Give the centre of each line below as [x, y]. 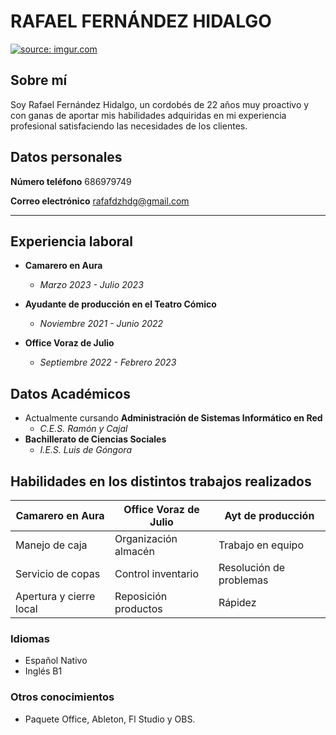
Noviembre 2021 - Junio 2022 [101, 324]
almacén [134, 551]
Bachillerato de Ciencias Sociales [95, 439]
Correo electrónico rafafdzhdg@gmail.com [100, 201]
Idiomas [30, 638]
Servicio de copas [58, 573]
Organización [146, 538]
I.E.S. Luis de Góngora [85, 450]
